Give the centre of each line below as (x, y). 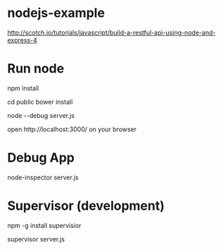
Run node (36, 69)
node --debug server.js (41, 115)
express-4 (22, 40)
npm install (23, 88)
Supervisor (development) (86, 206)
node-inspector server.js (43, 177)
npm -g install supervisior (44, 225)
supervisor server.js (36, 239)
